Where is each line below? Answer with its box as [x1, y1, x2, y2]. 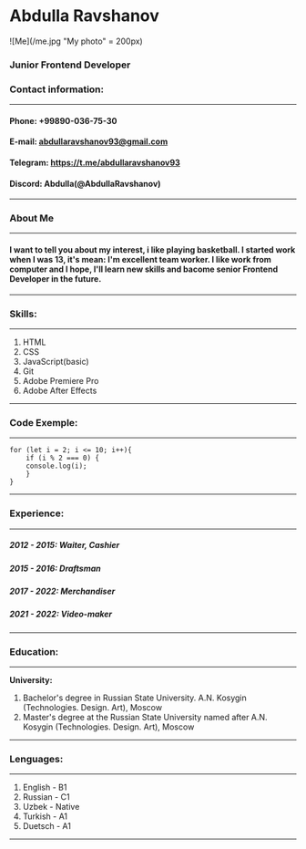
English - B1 [22, 782, 67, 793]
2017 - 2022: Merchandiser [9, 585, 116, 596]
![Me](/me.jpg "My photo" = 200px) [9, 36, 143, 47]
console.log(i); [25, 461, 88, 471]
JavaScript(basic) [22, 356, 89, 367]
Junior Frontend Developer [9, 58, 131, 71]
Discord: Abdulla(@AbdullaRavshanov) [9, 178, 161, 189]
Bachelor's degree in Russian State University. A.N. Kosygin [22, 692, 248, 703]
